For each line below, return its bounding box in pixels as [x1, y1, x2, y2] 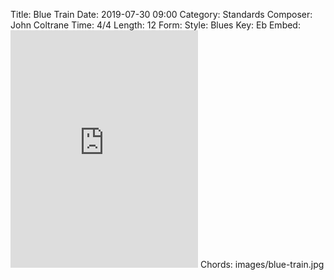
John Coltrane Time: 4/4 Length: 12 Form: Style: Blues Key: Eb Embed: [10, 19, 301, 31]
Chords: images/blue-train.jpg [199, 259, 325, 270]
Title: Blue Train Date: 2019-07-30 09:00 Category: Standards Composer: [10, 9, 313, 20]
